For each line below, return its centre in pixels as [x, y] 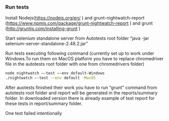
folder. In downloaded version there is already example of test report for [80, 98]
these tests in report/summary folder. [44, 103]
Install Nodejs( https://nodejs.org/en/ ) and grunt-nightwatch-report [75, 18]
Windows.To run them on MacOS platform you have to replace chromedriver [84, 59]
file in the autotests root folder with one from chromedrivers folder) [75, 64]
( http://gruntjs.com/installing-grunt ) [43, 29]
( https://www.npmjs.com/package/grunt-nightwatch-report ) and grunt [79, 23]
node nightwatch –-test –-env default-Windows [55, 73]
